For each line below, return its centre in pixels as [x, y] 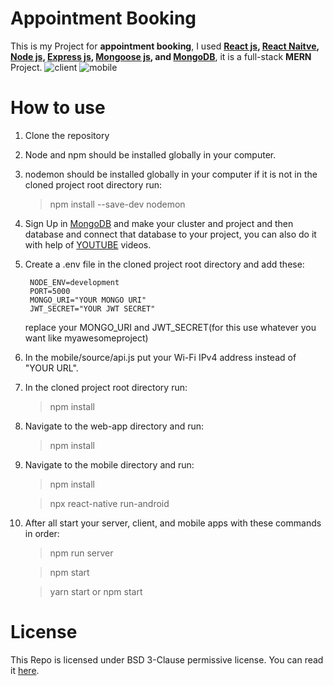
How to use [58, 108]
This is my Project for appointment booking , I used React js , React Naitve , [165, 46]
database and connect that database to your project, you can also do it [170, 234]
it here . [25, 670]
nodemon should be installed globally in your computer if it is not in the [171, 174]
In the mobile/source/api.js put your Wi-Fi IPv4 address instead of [160, 357]
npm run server [81, 553]
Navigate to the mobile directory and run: [109, 464]
